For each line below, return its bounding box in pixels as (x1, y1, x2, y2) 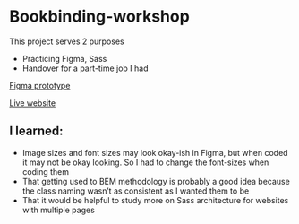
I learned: (9, 124, 64, 139)
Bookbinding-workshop (9, 6, 190, 27)
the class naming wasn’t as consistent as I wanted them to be (21, 185, 250, 196)
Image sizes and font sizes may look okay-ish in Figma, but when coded (21, 147, 288, 158)
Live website (9, 97, 56, 108)
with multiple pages (21, 204, 96, 215)
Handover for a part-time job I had (21, 63, 149, 73)
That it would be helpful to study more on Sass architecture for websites (21, 194, 289, 205)
